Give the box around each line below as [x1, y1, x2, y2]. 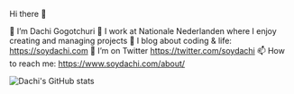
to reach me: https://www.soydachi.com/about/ [9, 58, 186, 69]
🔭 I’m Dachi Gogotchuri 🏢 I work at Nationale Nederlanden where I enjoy [9, 26, 277, 36]
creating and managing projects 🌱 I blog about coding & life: [9, 36, 233, 46]
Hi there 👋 [9, 9, 47, 19]
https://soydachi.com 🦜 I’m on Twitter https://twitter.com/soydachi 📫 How [9, 46, 286, 56]
